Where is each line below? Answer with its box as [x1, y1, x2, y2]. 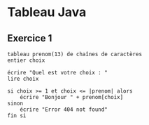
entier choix [7, 57, 45, 64]
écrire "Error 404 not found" [20, 106, 108, 113]
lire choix [7, 75, 39, 82]
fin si [7, 112, 27, 119]
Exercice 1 [7, 32, 52, 44]
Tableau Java [7, 4, 87, 20]
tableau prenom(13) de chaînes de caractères [7, 51, 142, 58]
